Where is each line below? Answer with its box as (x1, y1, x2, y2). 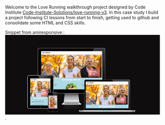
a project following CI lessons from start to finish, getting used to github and (5, 15, 159, 20)
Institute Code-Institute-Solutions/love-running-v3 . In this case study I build (5, 9, 159, 15)
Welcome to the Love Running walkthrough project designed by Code (5, 4, 146, 10)
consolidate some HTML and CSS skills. (5, 20, 86, 26)
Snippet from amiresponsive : (5, 30, 65, 35)
